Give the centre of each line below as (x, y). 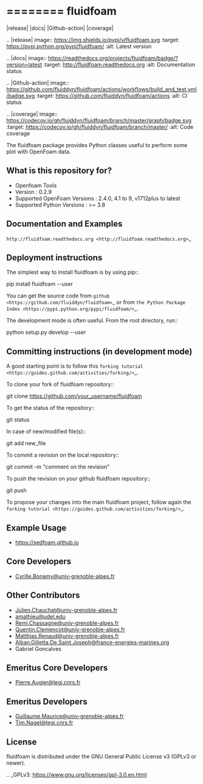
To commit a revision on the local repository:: (63, 455)
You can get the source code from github (58, 296)
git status (18, 420)
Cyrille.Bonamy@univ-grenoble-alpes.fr (65, 576)
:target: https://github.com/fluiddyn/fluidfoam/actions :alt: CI (112, 95)
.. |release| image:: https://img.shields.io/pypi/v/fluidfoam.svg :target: (93, 40)
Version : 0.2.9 (33, 192)
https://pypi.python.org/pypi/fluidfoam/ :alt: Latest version (79, 46)
